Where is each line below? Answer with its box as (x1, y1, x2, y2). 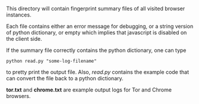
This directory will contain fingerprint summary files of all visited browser (6, 5, 185, 12)
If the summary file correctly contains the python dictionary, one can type (6, 47, 187, 54)
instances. (6, 11, 31, 18)
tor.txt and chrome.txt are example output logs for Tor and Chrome (6, 86, 172, 93)
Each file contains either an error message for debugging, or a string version (6, 23, 194, 30)
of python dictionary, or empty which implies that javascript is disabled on (6, 29, 187, 36)
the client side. (6, 35, 43, 42)
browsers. (6, 93, 31, 99)
